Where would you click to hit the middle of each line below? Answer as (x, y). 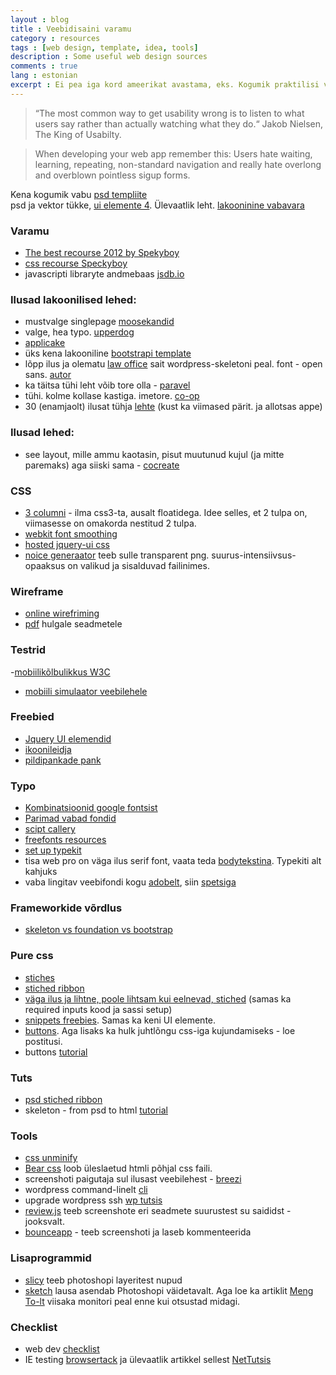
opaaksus (45, 565)
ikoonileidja (48, 749)
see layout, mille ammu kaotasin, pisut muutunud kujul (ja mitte (154, 454)
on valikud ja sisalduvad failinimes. (138, 565)
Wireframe (37, 591)
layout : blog (40, 19)
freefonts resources (65, 840)
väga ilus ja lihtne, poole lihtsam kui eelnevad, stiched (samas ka (158, 998)
